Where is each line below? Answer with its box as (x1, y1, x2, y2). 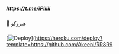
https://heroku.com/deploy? (34, 34, 103, 42)
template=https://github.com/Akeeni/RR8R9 (6, 40, 113, 47)
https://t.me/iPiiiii (6, 5, 51, 12)
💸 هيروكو (6, 20, 27, 27)
